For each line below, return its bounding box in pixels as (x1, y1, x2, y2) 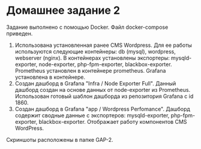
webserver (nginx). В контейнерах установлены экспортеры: (14, 54, 170, 61)
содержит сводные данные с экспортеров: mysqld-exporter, (14, 112, 170, 119)
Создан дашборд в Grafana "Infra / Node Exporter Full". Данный (14, 79, 176, 87)
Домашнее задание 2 (6, 4, 121, 17)
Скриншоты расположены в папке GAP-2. (6, 136, 113, 143)
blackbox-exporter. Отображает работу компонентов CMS (38, 118, 187, 125)
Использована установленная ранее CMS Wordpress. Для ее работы (14, 41, 192, 49)
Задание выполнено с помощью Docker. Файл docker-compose (6, 23, 169, 31)
